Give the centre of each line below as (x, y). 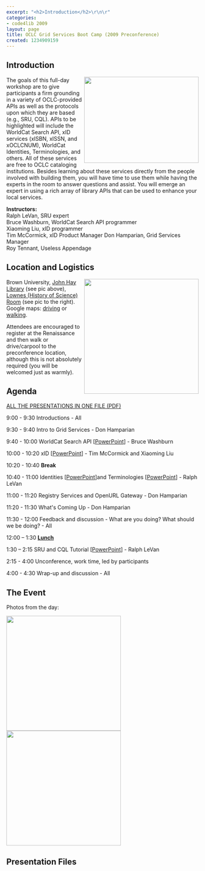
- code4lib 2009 (27, 23)
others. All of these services (42, 158)
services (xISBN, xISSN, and (42, 138)
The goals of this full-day (38, 80)
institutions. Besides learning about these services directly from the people (101, 171)
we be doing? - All (29, 526)
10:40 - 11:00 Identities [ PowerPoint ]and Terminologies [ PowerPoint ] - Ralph (102, 477)
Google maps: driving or (37, 308)
